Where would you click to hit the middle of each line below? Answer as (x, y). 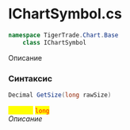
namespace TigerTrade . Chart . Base (63, 35)
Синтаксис (31, 78)
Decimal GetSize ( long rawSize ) (60, 95)
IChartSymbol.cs (65, 14)
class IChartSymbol (55, 42)
